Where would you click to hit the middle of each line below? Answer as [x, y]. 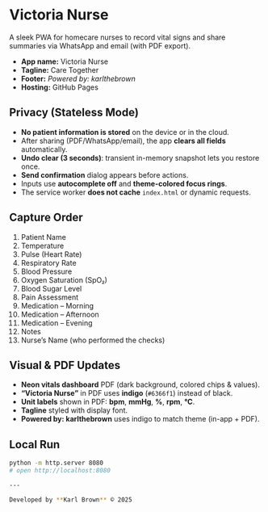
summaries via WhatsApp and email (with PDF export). [100, 45]
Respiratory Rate [48, 262]
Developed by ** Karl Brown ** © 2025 [71, 499]
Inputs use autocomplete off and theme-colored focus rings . [124, 183]
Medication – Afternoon [60, 314]
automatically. [44, 149]
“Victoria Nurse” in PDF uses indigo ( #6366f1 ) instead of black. [127, 393]
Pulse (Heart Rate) [51, 254]
